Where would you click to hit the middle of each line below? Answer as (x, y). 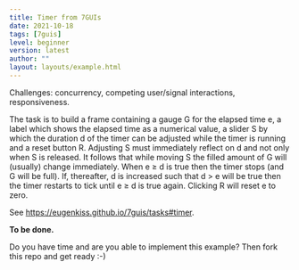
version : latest (39, 51)
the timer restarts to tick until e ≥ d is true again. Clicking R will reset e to (143, 185)
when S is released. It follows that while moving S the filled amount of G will (148, 157)
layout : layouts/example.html (66, 68)
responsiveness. (39, 102)
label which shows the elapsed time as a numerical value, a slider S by (139, 128)
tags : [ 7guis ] (36, 34)
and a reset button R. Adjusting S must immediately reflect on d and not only (149, 147)
